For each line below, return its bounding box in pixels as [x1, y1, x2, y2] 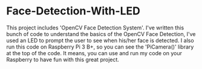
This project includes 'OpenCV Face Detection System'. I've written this [6, 24, 184, 31]
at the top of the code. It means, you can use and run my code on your [6, 49, 183, 56]
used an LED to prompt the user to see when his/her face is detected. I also [6, 37, 195, 44]
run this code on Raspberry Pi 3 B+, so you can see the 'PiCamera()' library [6, 43, 194, 50]
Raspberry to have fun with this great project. [6, 56, 120, 63]
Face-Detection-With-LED [6, 4, 140, 18]
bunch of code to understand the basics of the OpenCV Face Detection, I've [6, 30, 196, 37]
